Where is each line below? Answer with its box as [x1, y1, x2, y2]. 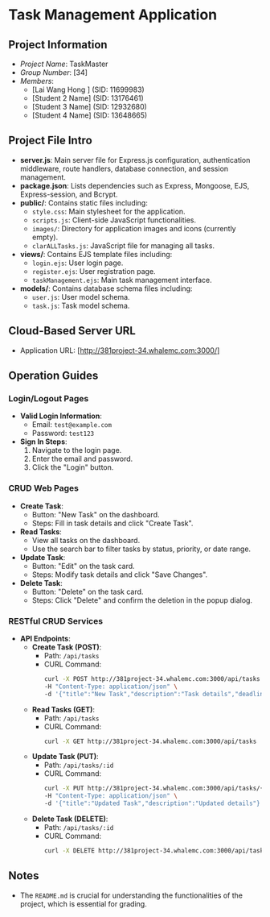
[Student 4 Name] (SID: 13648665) [31, 110, 148, 120]
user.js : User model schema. [31, 292, 130, 301]
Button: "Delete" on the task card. [31, 587, 144, 596]
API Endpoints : [19, 633, 71, 643]
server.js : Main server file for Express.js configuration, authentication [19, 155, 251, 164]
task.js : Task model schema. [31, 301, 130, 310]
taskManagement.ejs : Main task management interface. [31, 275, 213, 284]
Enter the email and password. [31, 454, 133, 464]
